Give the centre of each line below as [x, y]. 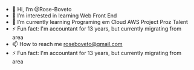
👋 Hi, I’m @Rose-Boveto [42, 9]
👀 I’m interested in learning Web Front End [64, 16]
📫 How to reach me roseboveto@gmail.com [67, 44]
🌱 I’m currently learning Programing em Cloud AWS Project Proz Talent [100, 22]
